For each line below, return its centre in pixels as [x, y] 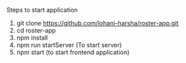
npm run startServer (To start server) [69, 45]
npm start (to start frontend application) [73, 52]
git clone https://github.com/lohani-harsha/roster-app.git [97, 23]
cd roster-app [36, 30]
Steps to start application [42, 10]
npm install [32, 38]
